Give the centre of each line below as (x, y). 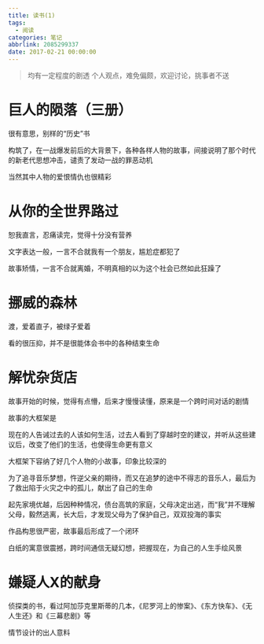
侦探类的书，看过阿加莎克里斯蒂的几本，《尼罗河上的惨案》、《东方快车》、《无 (130, 605)
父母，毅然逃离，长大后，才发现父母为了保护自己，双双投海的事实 (115, 514)
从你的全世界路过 (64, 211)
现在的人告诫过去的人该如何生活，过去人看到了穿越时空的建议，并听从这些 (128, 435)
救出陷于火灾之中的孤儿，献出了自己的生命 (84, 487)
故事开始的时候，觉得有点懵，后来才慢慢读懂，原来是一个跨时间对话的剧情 (128, 401)
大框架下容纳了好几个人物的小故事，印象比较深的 (87, 461)
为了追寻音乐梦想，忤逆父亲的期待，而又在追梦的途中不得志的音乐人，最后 (128, 478)
